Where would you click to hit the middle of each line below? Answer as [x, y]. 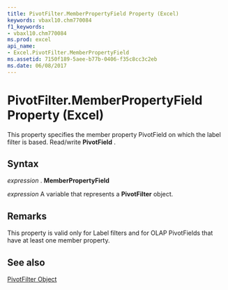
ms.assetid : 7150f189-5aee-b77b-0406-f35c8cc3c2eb [82, 59]
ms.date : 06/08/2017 [37, 66]
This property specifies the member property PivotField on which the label [114, 134]
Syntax [23, 164]
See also [26, 262]
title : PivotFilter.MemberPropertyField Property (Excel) [93, 14]
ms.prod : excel [29, 40]
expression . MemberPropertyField [59, 181]
